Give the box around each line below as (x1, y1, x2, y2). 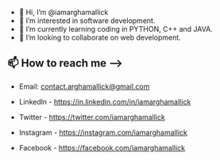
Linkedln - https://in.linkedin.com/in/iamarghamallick (18, 97, 191, 106)
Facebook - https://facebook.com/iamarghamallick (18, 143, 186, 152)
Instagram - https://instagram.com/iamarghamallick (18, 128, 187, 137)
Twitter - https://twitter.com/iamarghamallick (18, 112, 166, 122)
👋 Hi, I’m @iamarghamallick (18, 8, 109, 17)
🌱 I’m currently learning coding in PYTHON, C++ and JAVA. (18, 25, 214, 33)
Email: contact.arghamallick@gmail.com (18, 82, 150, 91)
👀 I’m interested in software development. (18, 16, 156, 25)
